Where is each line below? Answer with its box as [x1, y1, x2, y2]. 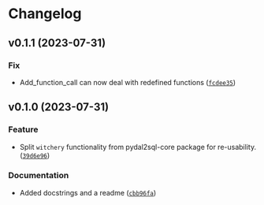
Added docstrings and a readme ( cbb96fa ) [19, 188, 157, 197]
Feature [8, 124, 39, 135]
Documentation [8, 170, 69, 181]
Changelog [8, 5, 82, 23]
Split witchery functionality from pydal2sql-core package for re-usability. [19, 142, 257, 151]
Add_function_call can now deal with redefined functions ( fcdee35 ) [19, 77, 236, 87]
